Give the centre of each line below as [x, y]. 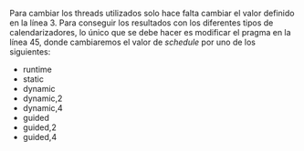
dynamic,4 [43, 108]
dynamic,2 [42, 98]
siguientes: [30, 52]
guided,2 [39, 127]
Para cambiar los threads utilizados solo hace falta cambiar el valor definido [152, 13]
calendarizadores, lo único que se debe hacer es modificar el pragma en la [150, 32]
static [33, 79]
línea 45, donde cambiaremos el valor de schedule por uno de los [132, 42]
